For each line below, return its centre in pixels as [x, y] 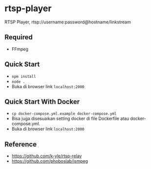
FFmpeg [20, 49]
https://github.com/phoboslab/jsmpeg [50, 161]
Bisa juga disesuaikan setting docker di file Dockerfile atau [70, 119]
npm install [24, 76]
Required [19, 37]
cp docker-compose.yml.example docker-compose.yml [64, 114]
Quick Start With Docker [42, 102]
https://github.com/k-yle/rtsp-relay [47, 156]
